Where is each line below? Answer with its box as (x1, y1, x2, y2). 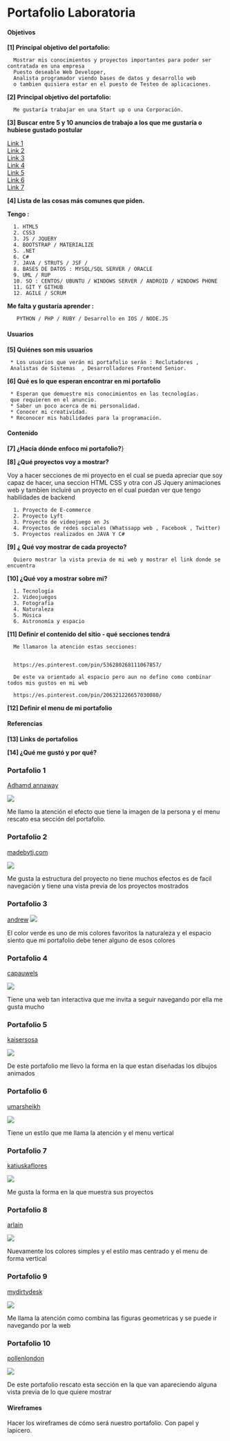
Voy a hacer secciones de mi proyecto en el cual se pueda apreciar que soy (7, 471, 223, 479)
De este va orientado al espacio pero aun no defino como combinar (13, 674, 212, 680)
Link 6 (7, 176, 25, 184)
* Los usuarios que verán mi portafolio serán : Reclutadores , (10, 359, 199, 365)
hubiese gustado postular (7, 126, 83, 134)
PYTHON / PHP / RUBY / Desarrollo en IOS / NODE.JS (16, 316, 169, 323)
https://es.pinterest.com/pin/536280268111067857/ (13, 661, 162, 668)
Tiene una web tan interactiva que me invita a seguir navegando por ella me (7, 995, 223, 1004)
